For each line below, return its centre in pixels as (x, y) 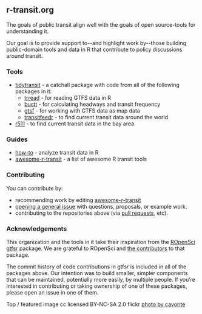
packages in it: (33, 91)
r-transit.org (30, 10)
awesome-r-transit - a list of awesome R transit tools (81, 159)
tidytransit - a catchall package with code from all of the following (97, 85)
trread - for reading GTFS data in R (67, 98)
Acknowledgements (37, 229)
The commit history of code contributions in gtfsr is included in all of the (96, 267)
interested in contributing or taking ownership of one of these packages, (97, 286)
